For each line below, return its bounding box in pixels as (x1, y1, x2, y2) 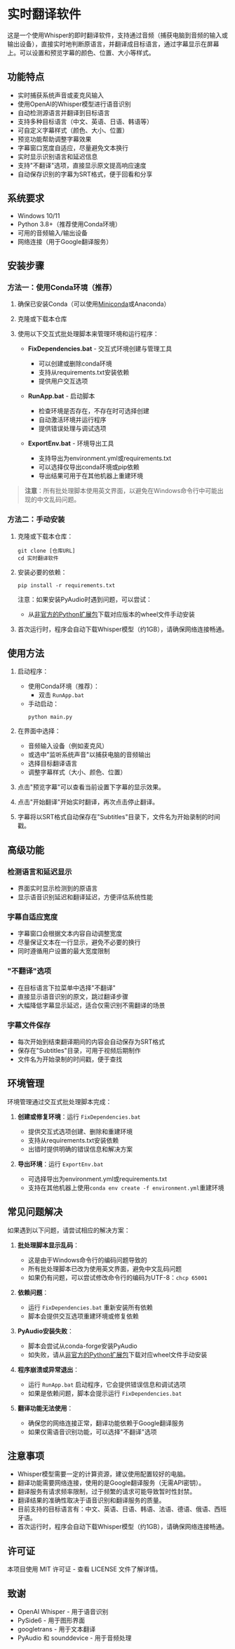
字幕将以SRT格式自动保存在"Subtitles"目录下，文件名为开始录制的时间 (17, 813, 221, 821)
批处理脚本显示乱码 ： (17, 1241, 79, 1249)
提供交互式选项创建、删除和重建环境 (27, 1127, 133, 1136)
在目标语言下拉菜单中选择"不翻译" (17, 983, 116, 992)
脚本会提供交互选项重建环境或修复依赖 (27, 1312, 139, 1320)
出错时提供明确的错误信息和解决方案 (27, 1145, 133, 1153)
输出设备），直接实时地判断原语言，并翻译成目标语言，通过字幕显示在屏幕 (7, 39, 220, 48)
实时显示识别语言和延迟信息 (17, 152, 98, 161)
